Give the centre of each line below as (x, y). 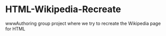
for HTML (15, 28)
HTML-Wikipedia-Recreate (63, 9)
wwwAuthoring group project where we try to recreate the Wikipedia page (83, 23)
